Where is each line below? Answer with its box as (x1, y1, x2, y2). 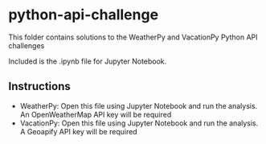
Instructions (8, 80, 71, 93)
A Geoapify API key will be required (19, 126, 138, 136)
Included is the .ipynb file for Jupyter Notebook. (8, 56, 167, 66)
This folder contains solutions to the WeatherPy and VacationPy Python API (8, 32, 259, 42)
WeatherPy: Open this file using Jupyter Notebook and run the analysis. (19, 101, 258, 110)
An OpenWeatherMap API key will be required (19, 109, 172, 119)
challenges (8, 40, 45, 50)
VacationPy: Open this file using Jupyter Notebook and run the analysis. (19, 118, 259, 128)
